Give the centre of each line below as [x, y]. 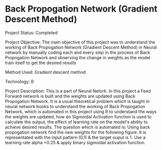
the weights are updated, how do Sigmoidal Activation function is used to [78, 117]
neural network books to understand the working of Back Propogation [75, 106]
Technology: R [19, 82]
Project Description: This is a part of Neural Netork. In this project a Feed [78, 91]
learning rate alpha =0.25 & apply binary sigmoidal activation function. [75, 142]
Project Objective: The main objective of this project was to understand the [80, 42]
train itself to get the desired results [41, 63]
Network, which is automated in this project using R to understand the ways [81, 111]
